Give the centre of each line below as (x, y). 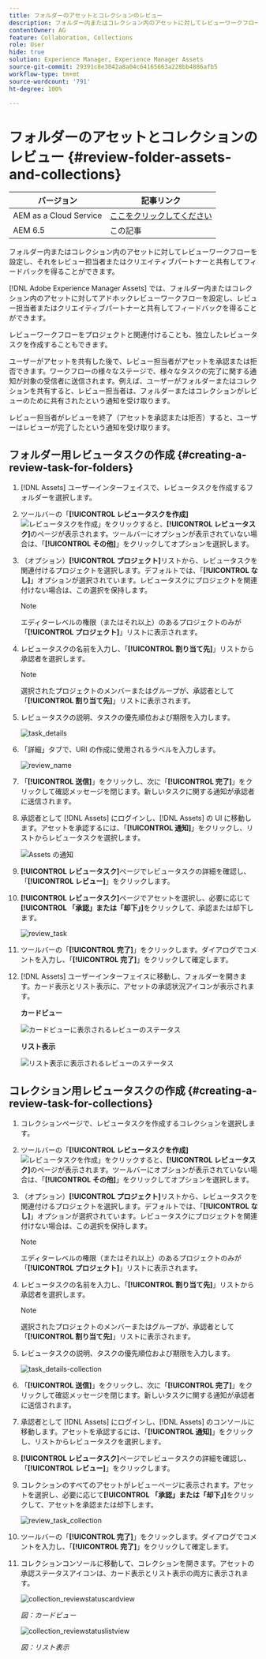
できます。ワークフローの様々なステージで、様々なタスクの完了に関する (133, 371)
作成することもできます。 (71, 345)
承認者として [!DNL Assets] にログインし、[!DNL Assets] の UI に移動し (136, 818)
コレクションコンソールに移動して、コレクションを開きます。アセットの (137, 1563)
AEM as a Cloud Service (58, 215)
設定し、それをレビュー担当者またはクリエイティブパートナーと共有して (126, 262)
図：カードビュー (48, 1615)
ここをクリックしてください (161, 216)
